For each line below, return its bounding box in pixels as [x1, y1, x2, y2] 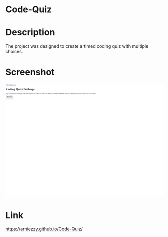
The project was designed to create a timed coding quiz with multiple [5, 43, 149, 49]
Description [5, 27, 55, 38]
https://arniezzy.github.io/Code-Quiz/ [5, 226, 83, 232]
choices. [5, 49, 23, 55]
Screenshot [5, 67, 55, 78]
